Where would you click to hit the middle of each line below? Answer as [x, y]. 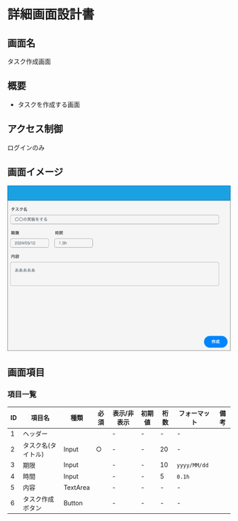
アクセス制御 [35, 129]
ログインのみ [26, 147]
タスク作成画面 [29, 61]
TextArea [77, 487]
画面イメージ [35, 172]
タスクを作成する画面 [49, 104]
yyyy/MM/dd [193, 466]
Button [73, 503]
